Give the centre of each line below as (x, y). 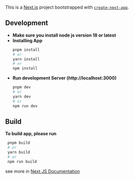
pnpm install (26, 50)
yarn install (26, 59)
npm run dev (25, 106)
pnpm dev (22, 87)
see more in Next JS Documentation (43, 171)
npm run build (22, 161)
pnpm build (19, 143)
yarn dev (22, 97)
